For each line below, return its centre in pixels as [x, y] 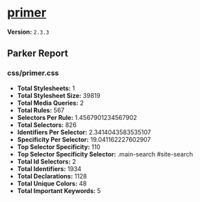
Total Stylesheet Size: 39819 [59, 95]
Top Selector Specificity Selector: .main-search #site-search [105, 154]
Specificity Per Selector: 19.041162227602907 [84, 139]
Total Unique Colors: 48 [52, 183]
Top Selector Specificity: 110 [59, 147]
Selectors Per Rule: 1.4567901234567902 [77, 117]
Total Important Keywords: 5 [59, 190]
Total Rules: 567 [41, 110]
